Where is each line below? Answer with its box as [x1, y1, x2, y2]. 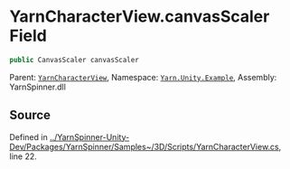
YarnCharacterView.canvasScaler [9, 6, 270, 27]
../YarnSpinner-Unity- [49, 131, 130, 142]
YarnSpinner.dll [9, 81, 66, 92]
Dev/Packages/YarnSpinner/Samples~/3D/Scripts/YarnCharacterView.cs [9, 141, 279, 152]
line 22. [9, 151, 38, 162]
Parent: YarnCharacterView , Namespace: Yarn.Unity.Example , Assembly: [9, 71, 277, 82]
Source [9, 108, 51, 123]
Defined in [9, 131, 48, 142]
